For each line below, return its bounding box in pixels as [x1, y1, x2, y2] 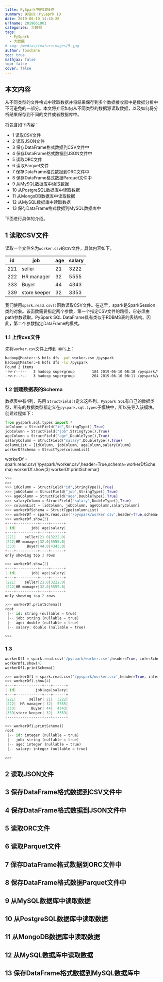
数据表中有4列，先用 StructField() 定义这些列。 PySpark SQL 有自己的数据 [5, 398, 150, 404]
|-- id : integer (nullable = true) [7, 733, 79, 738]
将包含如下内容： [5, 121, 39, 127]
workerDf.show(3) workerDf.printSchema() [14, 466, 99, 472]
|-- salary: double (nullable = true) [7, 625, 86, 629]
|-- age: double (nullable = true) [7, 620, 79, 625]
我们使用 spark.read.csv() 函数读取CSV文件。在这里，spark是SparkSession [5, 302, 156, 308]
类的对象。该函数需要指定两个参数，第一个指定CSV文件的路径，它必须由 [5, 308, 150, 314]
